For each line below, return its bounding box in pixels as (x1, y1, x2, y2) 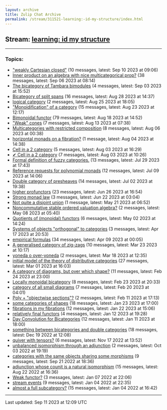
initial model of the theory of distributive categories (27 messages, (12, 258, 149, 264)
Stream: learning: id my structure (5, 35, 110, 43)
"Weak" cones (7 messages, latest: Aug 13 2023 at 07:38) (12, 120, 131, 126)
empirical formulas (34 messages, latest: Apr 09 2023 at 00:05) (12, 236, 143, 242)
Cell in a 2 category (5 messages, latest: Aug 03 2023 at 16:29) (12, 147, 142, 153)
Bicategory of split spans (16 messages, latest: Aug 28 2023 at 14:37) (12, 93, 155, 100)
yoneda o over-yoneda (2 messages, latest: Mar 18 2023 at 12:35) (12, 252, 148, 258)
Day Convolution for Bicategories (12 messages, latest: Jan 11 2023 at (12, 316, 155, 322)
